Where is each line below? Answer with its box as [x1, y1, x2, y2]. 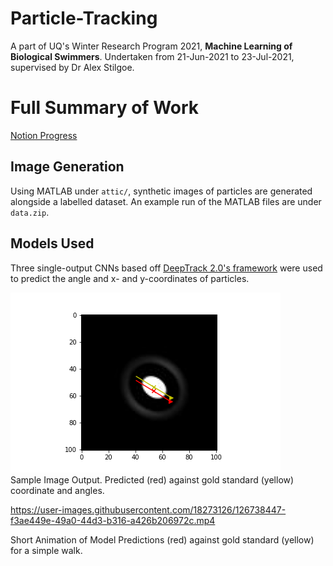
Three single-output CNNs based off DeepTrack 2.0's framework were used [10, 262, 323, 274]
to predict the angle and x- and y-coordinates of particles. [10, 272, 250, 284]
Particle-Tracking [10, 7, 158, 30]
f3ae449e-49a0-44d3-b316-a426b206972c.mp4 [10, 514, 216, 526]
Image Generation [10, 158, 125, 176]
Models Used [10, 235, 95, 252]
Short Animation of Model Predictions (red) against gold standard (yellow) [10, 533, 315, 546]
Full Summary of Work [10, 97, 200, 119]
